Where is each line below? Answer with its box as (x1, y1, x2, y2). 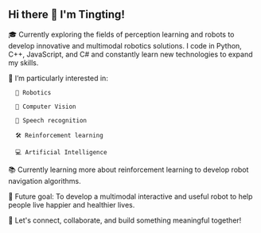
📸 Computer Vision (15, 103, 77, 111)
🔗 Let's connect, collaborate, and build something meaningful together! (8, 216, 242, 225)
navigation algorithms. (8, 176, 81, 185)
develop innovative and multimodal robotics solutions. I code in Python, (8, 41, 243, 50)
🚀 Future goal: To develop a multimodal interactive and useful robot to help (8, 192, 253, 201)
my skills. (8, 57, 39, 68)
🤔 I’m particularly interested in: (8, 73, 109, 83)
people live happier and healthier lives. (8, 200, 135, 209)
